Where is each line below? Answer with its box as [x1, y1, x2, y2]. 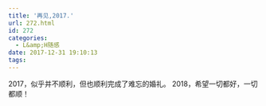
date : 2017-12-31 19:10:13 [8, 49, 98, 57]
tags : [8, 57, 26, 65]
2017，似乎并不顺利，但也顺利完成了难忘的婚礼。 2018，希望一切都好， [8, 79, 244, 88]
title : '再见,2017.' [8, 11, 74, 20]
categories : [8, 33, 48, 42]
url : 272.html [8, 19, 56, 27]
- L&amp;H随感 [15, 41, 60, 49]
